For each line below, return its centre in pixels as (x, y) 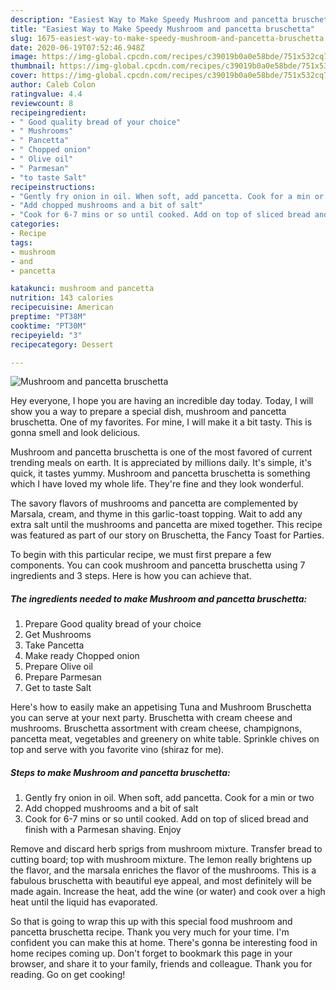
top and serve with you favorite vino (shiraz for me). (117, 750)
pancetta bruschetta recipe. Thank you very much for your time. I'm (150, 932)
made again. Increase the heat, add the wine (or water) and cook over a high (168, 892)
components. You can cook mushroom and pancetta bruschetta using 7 (158, 565)
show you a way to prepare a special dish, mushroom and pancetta (148, 412)
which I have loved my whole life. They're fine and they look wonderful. (157, 484)
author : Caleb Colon (53, 85)
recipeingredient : (48, 112)
